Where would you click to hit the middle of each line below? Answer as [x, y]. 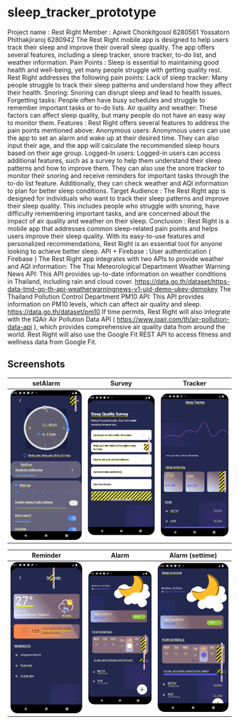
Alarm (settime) [193, 555]
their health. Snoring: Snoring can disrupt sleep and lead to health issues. [115, 92]
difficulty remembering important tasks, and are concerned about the [109, 213]
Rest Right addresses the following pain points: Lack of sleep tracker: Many [118, 77]
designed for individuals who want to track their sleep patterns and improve [118, 198]
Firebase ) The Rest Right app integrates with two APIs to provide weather [116, 259]
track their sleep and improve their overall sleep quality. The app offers [111, 47]
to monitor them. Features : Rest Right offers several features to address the [118, 122]
